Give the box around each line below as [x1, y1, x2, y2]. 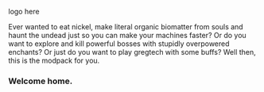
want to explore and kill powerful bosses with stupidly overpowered [8, 39, 230, 48]
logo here [8, 7, 40, 16]
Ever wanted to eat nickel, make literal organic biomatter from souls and [8, 22, 244, 31]
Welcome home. [8, 75, 73, 86]
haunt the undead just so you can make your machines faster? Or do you [8, 31, 247, 40]
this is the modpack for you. [8, 56, 100, 65]
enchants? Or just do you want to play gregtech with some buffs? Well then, [8, 48, 256, 56]
